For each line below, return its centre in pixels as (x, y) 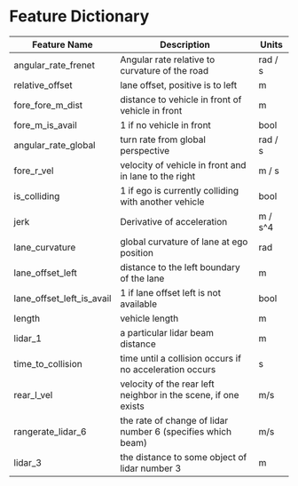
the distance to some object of (183, 457)
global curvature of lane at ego (184, 242)
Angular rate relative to (167, 60)
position (136, 252)
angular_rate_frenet (55, 65)
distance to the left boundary (180, 267)
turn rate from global (163, 139)
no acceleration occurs (168, 369)
